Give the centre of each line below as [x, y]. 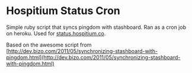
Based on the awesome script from [49, 45]
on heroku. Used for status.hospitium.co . [56, 33]
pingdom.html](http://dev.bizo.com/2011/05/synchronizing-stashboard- [93, 57]
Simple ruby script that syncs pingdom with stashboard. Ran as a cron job [96, 27]
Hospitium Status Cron [63, 11]
